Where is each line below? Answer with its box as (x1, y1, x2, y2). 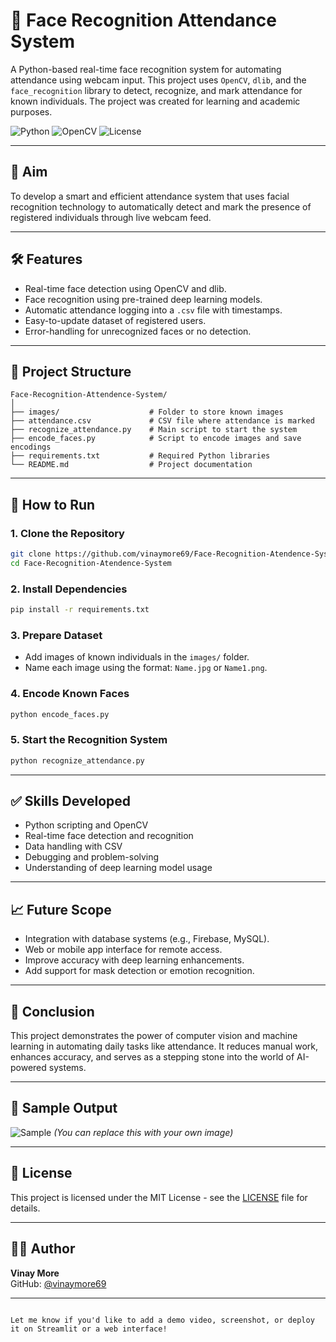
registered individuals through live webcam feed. (10, 211, 212, 223)
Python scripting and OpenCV (24, 819, 149, 831)
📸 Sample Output (10, 1100, 118, 1117)
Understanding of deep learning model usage (24, 862, 213, 874)
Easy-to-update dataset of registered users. (24, 314, 207, 326)
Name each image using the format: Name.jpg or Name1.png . (24, 662, 268, 674)
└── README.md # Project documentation (10, 460, 253, 470)
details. (10, 1202, 41, 1214)
